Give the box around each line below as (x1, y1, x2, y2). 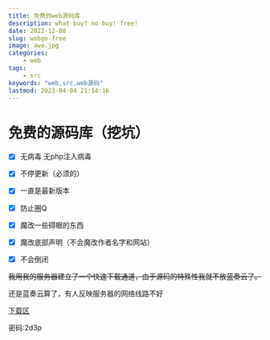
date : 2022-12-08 (8, 27, 67, 35)
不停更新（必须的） (19, 169, 84, 178)
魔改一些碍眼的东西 (19, 220, 84, 230)
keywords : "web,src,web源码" (8, 79, 104, 87)
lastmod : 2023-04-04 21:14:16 (8, 86, 110, 95)
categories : (8, 49, 48, 57)
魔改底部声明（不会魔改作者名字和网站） (19, 237, 154, 247)
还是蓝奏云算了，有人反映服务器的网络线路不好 (8, 289, 163, 298)
